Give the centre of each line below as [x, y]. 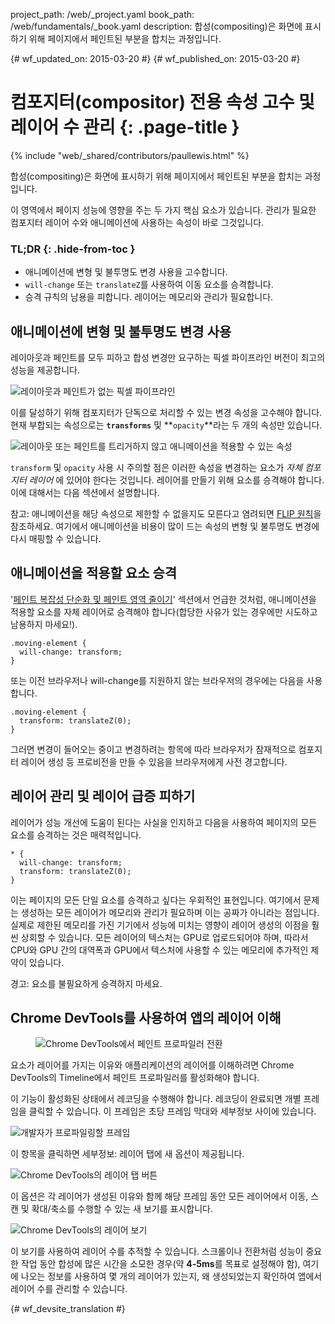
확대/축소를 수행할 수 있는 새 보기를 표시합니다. [122, 1209]
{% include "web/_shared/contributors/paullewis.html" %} [130, 155]
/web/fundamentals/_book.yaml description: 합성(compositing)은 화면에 [156, 26]
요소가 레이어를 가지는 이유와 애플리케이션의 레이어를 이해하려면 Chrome [152, 1065]
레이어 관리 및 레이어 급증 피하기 [103, 796]
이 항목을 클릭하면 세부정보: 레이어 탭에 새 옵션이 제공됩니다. [127, 1154]
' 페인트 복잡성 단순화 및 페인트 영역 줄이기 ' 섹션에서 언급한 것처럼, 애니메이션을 [163, 599]
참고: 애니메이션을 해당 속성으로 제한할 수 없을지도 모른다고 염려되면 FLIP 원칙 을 [166, 514]
